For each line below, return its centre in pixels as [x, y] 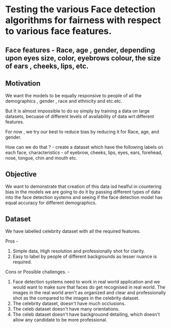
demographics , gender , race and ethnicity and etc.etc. [64, 101]
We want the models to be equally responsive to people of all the [74, 96]
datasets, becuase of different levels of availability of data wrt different [80, 117]
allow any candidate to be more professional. [60, 320]
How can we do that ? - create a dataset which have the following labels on [84, 147]
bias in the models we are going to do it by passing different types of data [83, 192]
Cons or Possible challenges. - [38, 272]
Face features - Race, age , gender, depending [80, 50]
